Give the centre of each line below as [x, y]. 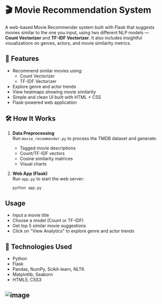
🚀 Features [22, 59]
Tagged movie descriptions [48, 148]
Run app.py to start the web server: [48, 179]
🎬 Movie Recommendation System [78, 10]
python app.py [27, 188]
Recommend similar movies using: [47, 71]
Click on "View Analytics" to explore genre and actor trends [73, 231]
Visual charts [33, 164]
